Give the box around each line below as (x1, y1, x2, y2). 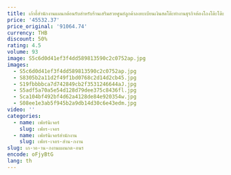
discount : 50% (7, 36, 48, 43)
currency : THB (7, 29, 48, 37)
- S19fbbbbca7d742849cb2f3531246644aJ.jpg (13, 81, 137, 87)
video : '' (7, 106, 36, 113)
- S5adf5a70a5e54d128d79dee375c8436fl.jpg (13, 87, 137, 94)
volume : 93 (7, 49, 38, 56)
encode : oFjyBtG (7, 151, 54, 158)
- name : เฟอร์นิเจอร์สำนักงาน (13, 132, 78, 138)
